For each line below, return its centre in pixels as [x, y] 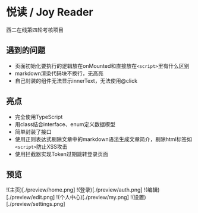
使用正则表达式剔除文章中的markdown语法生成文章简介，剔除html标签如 [103, 139]
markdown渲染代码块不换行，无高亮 [59, 73]
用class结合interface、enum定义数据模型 [65, 124]
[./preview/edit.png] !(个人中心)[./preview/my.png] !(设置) [76, 198]
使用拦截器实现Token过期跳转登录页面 [61, 154]
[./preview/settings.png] [36, 204]
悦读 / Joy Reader [50, 12]
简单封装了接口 [33, 131]
